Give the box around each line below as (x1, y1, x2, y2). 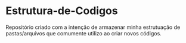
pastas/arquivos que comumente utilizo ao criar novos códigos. (5, 29, 162, 37)
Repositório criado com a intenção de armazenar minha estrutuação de (5, 24, 181, 31)
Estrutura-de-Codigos (5, 4, 118, 18)
